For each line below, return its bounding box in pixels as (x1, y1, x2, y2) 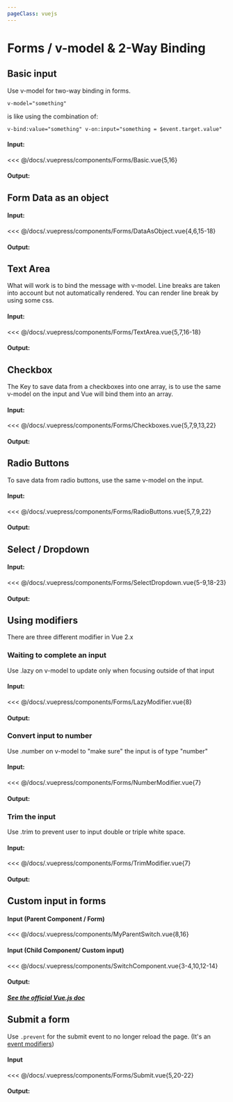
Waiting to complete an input (7, 650, 106, 660)
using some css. (7, 296, 54, 305)
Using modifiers (7, 615, 79, 627)
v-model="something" (7, 100, 67, 107)
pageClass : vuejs (7, 10, 58, 17)
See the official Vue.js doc (7, 993, 86, 1002)
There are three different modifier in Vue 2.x (7, 633, 134, 641)
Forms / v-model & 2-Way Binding (7, 40, 206, 56)
